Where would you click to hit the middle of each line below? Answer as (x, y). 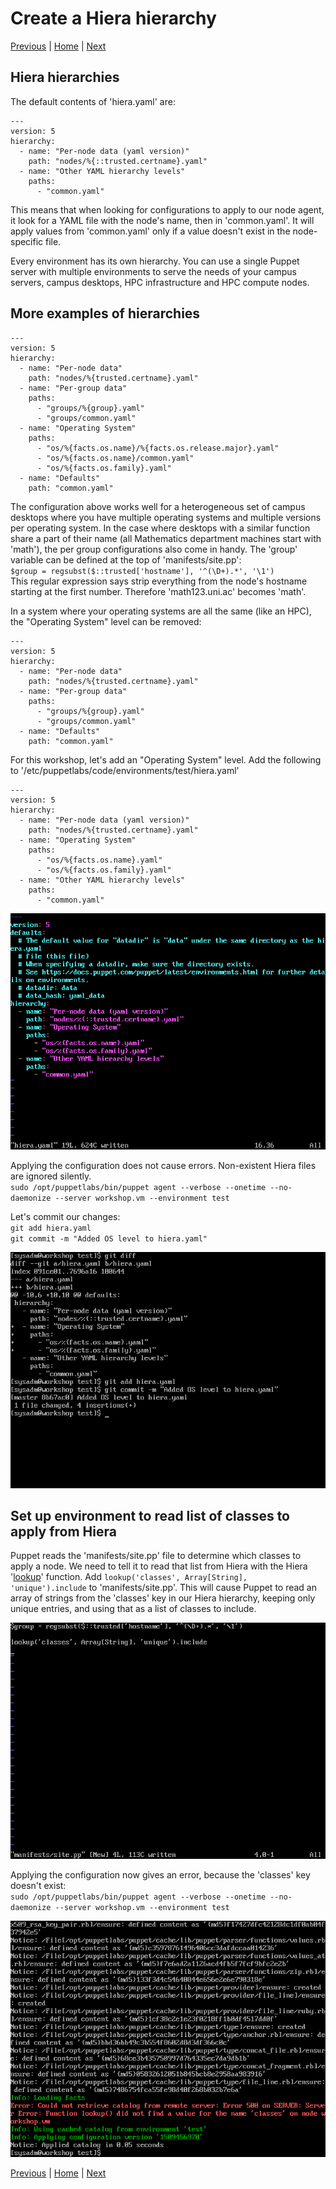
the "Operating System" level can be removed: (106, 621)
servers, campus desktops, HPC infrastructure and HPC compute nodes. (160, 282)
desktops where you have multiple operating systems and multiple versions (166, 517)
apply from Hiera (63, 1531)
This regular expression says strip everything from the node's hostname (159, 581)
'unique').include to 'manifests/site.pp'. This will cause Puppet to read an (164, 1588)
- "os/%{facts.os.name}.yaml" (99, 860)
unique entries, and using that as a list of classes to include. (133, 1609)
